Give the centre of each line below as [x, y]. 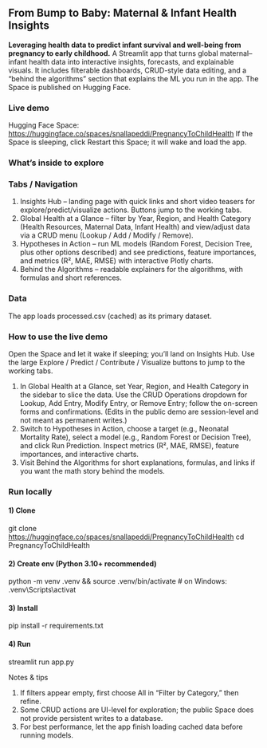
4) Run [20, 644]
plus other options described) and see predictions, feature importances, [138, 252]
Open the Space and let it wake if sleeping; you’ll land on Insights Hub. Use [132, 353]
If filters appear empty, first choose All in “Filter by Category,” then [129, 692]
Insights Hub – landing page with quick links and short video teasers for [137, 202]
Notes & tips [28, 677]
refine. [31, 701]
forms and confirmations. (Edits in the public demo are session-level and [139, 411]
